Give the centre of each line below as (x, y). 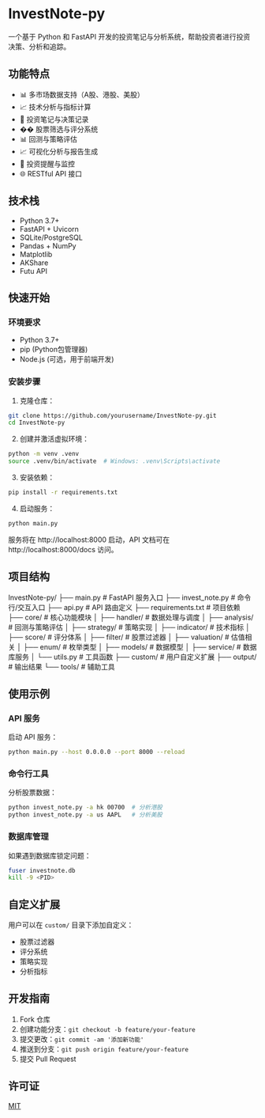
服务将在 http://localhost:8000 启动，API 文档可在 (89, 540)
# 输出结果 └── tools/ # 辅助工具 (62, 666)
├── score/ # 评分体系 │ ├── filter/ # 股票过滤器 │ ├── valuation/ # (119, 637)
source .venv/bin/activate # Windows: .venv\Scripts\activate (114, 461)
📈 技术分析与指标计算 (55, 107)
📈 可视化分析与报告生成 (59, 151)
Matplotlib (36, 254)
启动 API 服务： (33, 737)
